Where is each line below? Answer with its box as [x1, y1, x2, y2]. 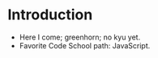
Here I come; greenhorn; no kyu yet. [19, 32, 141, 42]
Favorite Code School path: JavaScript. [19, 40, 151, 50]
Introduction [7, 6, 93, 24]
